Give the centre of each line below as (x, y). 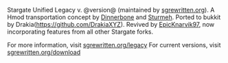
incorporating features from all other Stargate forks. (80, 32)
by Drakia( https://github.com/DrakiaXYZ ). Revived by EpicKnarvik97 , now (111, 24)
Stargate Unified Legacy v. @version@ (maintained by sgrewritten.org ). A (111, 10)
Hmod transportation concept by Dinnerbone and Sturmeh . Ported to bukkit (114, 17)
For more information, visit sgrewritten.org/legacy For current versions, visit (114, 45)
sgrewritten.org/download (44, 52)
